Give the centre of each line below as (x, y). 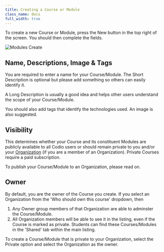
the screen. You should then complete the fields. (54, 38)
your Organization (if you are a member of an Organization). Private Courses (82, 152)
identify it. (15, 85)
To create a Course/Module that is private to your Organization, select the (79, 239)
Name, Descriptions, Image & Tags (59, 63)
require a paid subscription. (33, 157)
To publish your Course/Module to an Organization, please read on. (73, 167)
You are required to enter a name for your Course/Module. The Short (74, 75)
